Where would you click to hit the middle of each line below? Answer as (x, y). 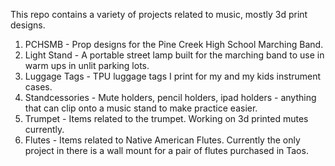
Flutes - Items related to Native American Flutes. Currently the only (162, 140)
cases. (38, 87)
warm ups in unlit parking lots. (87, 65)
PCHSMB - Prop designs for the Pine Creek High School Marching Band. (174, 44)
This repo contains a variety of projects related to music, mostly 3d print (159, 14)
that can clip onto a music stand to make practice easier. (141, 108)
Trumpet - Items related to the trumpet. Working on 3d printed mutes (166, 118)
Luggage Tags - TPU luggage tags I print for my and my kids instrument (173, 76)
